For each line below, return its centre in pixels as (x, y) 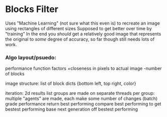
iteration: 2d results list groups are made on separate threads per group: (80, 93)
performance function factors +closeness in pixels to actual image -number (83, 68)
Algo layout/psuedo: (31, 57)
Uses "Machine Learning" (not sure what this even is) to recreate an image (82, 23)
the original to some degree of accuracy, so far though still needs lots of (80, 39)
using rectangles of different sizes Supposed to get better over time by (78, 28)
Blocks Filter (32, 9)
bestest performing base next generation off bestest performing (72, 109)
